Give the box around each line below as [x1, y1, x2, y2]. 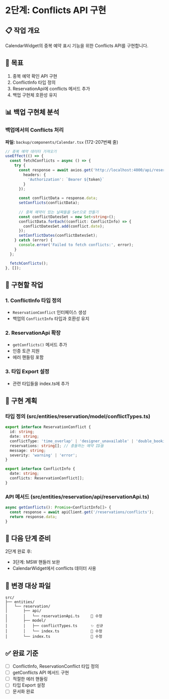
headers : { [23, 172, 46, 177]
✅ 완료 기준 [5, 649, 39, 657]
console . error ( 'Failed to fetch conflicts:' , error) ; [18, 242, 134, 247]
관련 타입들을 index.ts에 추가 [12, 380, 69, 386]
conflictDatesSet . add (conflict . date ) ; [23, 224, 105, 229]
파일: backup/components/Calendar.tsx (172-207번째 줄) [5, 139, 119, 145]
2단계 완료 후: [5, 548, 32, 554]
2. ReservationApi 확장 [5, 329, 61, 336]
